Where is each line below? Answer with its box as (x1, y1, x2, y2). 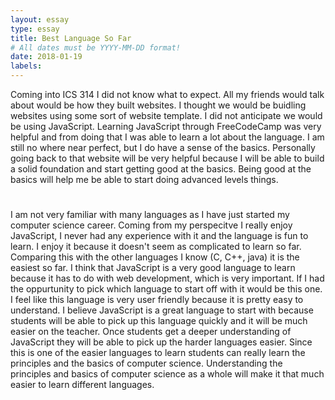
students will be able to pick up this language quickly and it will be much (10, 315, 308, 327)
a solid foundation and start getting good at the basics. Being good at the (10, 163, 312, 175)
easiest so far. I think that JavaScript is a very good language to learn (10, 262, 296, 274)
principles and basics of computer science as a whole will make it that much (10, 368, 325, 380)
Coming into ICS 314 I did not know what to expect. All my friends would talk (10, 89, 325, 100)
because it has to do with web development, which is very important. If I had (10, 272, 325, 285)
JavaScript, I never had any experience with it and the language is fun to (10, 230, 309, 242)
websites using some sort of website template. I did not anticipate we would (10, 110, 323, 121)
